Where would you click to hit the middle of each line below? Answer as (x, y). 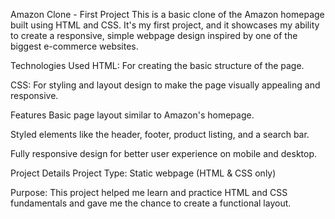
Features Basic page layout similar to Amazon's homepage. (132, 115)
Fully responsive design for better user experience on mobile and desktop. (164, 153)
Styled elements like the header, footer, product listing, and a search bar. (160, 134)
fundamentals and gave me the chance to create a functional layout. (151, 203)
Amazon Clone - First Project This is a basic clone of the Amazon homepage (167, 14)
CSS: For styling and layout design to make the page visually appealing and (165, 85)
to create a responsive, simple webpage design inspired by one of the (154, 35)
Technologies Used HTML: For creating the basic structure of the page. (157, 65)
